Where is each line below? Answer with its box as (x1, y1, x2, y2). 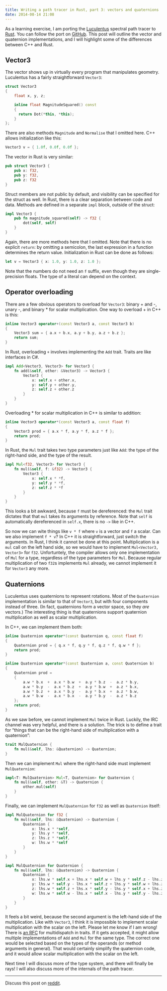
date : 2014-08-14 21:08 (5, 12, 55, 17)
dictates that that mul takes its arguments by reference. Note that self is (5, 513, 153, 519)
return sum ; (14, 335, 39, 340)
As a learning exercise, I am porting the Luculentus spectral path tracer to (5, 25, 156, 31)
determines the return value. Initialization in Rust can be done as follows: (5, 249, 154, 255)
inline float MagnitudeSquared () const (14, 102, 97, 107)
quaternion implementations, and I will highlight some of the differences (5, 36, 152, 42)
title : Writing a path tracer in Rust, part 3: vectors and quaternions (5, 7, 159, 12)
